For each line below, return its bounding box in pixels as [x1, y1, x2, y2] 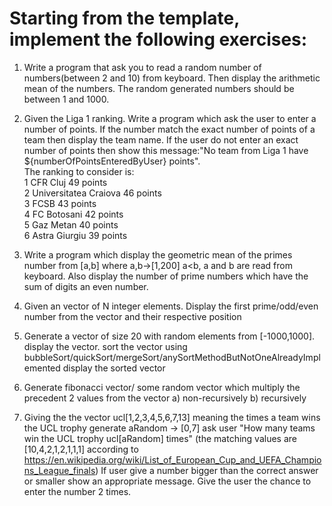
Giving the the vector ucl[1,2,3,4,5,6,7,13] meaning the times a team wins [23, 411, 321, 423]
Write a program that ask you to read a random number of [23, 61, 262, 73]
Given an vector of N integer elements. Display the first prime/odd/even [23, 300, 319, 312]
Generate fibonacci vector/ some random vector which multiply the [23, 381, 301, 393]
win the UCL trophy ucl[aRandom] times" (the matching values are [23, 432, 297, 444]
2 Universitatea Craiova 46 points [23, 187, 162, 199]
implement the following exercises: [9, 28, 308, 51]
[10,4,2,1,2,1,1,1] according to [23, 443, 139, 455]
